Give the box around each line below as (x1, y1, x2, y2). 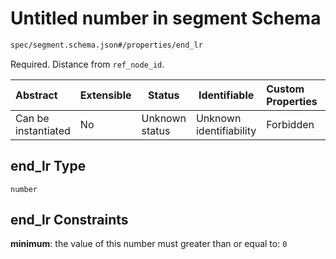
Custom (266, 82, 305, 96)
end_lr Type (10, 158, 87, 175)
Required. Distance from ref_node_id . (10, 58, 165, 70)
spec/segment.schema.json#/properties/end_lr (10, 40, 203, 50)
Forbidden (266, 117, 315, 131)
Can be (15, 111, 50, 125)
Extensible (79, 88, 132, 102)
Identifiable (198, 88, 255, 102)
